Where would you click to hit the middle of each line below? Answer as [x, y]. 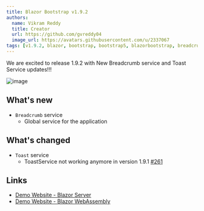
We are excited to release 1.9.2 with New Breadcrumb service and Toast [96, 63]
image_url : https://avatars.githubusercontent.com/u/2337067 [91, 40]
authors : [17, 18]
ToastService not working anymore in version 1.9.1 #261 [93, 161]
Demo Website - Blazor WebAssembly [63, 201]
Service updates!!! [29, 69]
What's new [29, 100]
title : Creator [31, 29]
